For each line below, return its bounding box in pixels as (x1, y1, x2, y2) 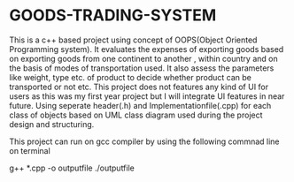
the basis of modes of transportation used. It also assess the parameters (9, 63, 275, 73)
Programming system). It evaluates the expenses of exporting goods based (9, 43, 284, 54)
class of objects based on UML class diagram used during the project (9, 110, 263, 120)
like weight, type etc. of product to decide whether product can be (9, 72, 252, 82)
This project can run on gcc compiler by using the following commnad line (9, 136, 280, 147)
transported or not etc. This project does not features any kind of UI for (9, 81, 269, 92)
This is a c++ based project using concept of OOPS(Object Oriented (9, 34, 258, 45)
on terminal (9, 145, 50, 155)
